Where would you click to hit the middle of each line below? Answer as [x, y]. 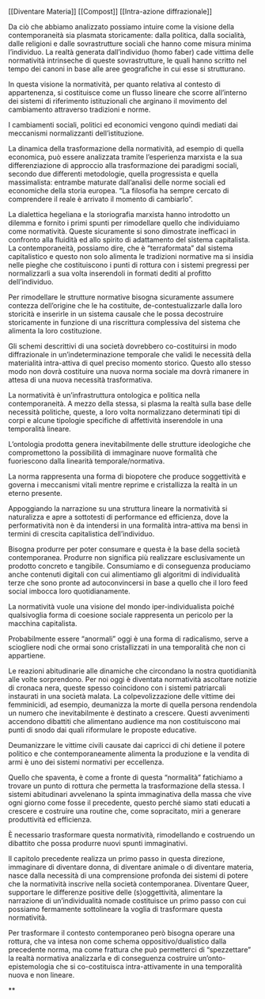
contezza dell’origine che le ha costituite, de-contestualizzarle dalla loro [125, 305]
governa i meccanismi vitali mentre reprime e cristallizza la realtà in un [123, 485]
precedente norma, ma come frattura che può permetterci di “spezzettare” [130, 949]
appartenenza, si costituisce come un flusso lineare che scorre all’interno [128, 93]
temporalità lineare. [40, 429]
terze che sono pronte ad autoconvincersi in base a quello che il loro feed [128, 583]
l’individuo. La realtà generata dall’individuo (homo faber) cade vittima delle [131, 52]
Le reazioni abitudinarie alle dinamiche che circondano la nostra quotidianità [132, 671]
